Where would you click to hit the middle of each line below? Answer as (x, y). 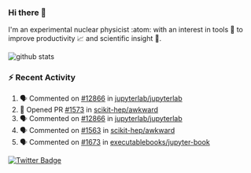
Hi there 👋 (28, 13)
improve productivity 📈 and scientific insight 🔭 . (85, 39)
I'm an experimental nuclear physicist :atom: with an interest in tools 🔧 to (126, 30)
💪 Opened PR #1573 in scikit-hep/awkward (89, 109)
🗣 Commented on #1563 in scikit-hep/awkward (97, 130)
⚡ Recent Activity (42, 78)
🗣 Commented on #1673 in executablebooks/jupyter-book (114, 142)
